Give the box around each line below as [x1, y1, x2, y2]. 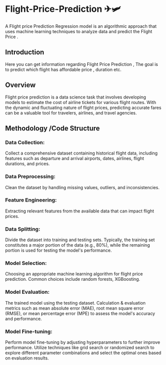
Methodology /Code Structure [5, 124, 100, 132]
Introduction [5, 48, 45, 56]
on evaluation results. [5, 355, 49, 361]
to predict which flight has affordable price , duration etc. [5, 66, 122, 72]
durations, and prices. [5, 161, 50, 167]
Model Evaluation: [5, 289, 50, 296]
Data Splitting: [5, 225, 41, 232]
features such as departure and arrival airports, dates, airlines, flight [5, 156, 145, 161]
